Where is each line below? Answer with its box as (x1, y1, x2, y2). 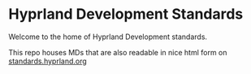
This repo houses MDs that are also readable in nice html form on (8, 47, 227, 57)
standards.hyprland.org (8, 56, 87, 66)
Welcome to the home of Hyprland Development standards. (8, 32, 208, 41)
